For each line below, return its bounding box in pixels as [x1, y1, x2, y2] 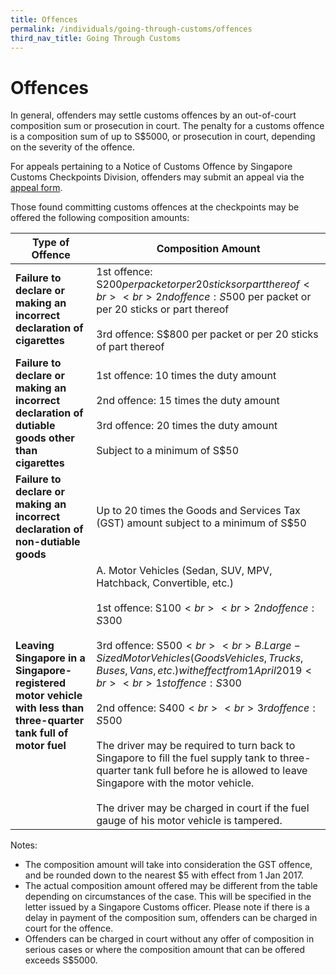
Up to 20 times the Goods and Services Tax [96, 504, 301, 518]
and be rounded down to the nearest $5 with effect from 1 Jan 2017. [24, 869, 304, 881]
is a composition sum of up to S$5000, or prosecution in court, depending [10, 131, 316, 143]
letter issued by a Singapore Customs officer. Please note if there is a [24, 901, 310, 913]
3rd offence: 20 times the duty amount [96, 419, 278, 433]
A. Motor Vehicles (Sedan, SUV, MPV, [96, 564, 273, 578]
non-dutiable [15, 535, 81, 549]
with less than [15, 701, 85, 715]
